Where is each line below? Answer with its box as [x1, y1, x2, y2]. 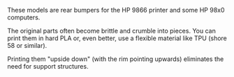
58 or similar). [7, 42, 47, 49]
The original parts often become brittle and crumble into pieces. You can [7, 27, 217, 35]
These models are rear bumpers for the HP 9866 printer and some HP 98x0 [7, 6, 225, 14]
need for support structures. [7, 62, 89, 70]
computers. [7, 13, 41, 22]
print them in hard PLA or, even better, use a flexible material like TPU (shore [7, 34, 227, 42]
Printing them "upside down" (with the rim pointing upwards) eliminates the [7, 55, 224, 63]
